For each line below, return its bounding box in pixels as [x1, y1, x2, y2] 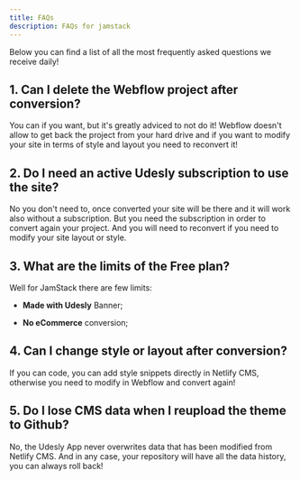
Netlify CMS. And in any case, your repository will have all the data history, [9, 450, 286, 461]
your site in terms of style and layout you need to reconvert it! [9, 139, 239, 150]
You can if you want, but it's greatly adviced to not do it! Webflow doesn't [9, 120, 282, 131]
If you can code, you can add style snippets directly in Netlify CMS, [9, 367, 259, 378]
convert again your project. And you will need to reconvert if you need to [9, 223, 279, 234]
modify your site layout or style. [9, 232, 127, 244]
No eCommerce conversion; [22, 317, 129, 328]
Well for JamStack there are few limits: [9, 282, 153, 293]
